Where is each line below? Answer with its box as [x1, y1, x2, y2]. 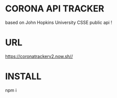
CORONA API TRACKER [5, 3, 105, 14]
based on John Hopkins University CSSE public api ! [5, 19, 113, 25]
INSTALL [5, 71, 42, 82]
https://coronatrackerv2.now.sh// [5, 53, 73, 59]
